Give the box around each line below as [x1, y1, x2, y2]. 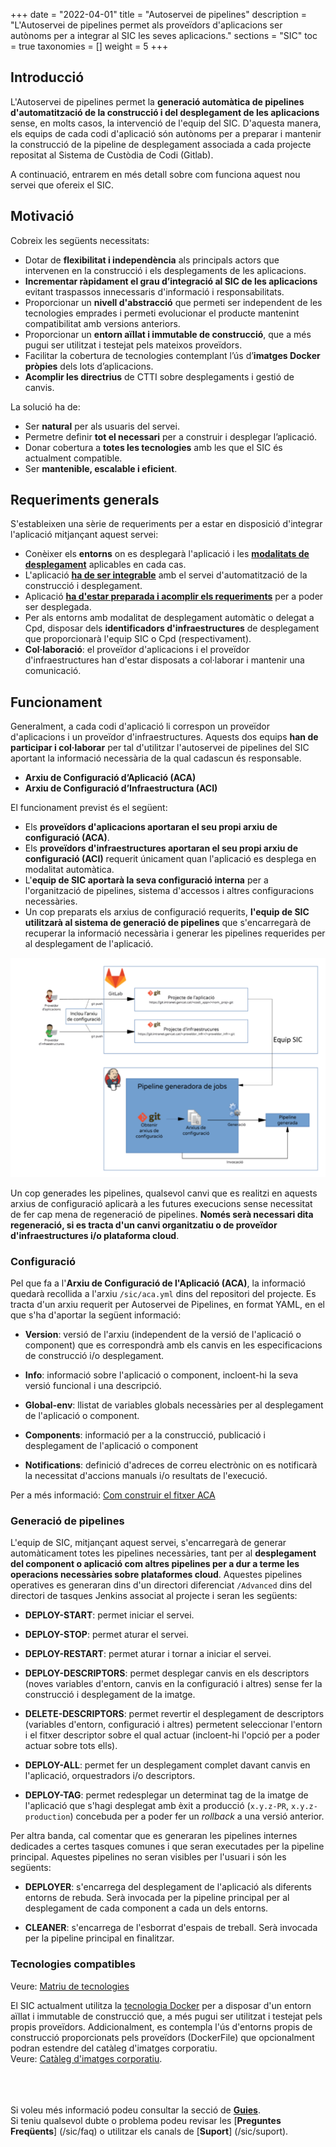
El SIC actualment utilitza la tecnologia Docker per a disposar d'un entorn [10, 1999, 312, 2011]
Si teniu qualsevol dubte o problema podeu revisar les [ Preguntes [10, 2114, 282, 2126]
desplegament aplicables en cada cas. [24, 559, 187, 571]
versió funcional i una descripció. [24, 1379, 162, 1391]
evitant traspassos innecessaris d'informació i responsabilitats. [24, 285, 285, 298]
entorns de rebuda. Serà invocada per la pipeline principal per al [24, 1892, 290, 1904]
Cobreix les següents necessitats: [10, 234, 150, 246]
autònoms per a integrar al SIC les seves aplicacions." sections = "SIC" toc [10, 30, 318, 41]
